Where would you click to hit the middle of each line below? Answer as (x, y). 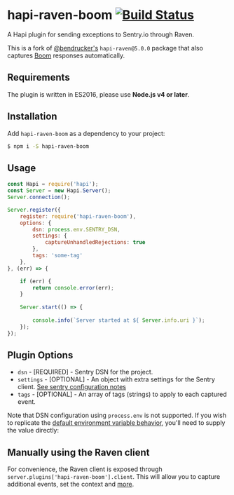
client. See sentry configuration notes (71, 387)
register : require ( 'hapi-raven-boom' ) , (78, 216)
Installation (32, 117)
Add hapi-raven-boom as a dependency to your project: (86, 133)
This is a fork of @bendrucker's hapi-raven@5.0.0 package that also (105, 48)
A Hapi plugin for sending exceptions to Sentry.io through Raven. (101, 34)
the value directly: (33, 430)
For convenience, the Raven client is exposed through (85, 469)
